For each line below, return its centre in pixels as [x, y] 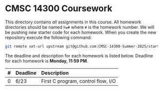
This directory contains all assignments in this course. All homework [73, 22]
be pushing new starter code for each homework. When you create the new [81, 32]
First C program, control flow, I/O [79, 81]
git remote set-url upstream [34, 46]
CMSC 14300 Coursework [59, 9]
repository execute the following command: [49, 37]
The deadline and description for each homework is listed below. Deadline [79, 55]
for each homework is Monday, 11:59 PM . [47, 61]
